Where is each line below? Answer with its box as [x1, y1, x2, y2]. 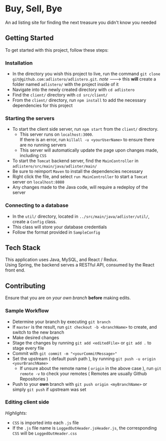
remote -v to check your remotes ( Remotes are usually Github [19, 370, 147, 376]
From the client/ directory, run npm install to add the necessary [12, 97, 146, 103]
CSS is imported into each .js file [12, 420, 79, 426]
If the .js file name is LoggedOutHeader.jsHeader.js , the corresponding [12, 425, 157, 431]
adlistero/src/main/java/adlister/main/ [12, 164, 97, 169]
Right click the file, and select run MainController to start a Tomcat [12, 174, 148, 179]
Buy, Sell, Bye [5, 3, 62, 14]
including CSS [19, 153, 47, 159]
